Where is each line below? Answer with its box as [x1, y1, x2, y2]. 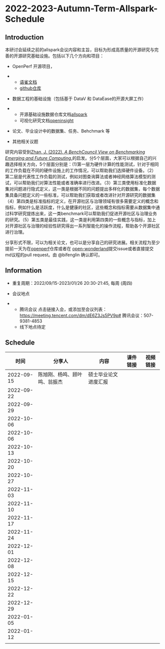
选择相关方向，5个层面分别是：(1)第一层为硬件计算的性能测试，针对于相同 [9, 161, 159, 167]
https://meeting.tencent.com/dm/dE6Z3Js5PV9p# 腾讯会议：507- [19, 312, 154, 318]
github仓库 [19, 85, 42, 91]
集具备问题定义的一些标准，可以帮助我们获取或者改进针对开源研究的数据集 [5, 192, 156, 198]
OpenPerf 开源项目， [12, 64, 55, 69]
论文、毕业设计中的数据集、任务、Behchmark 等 [12, 128, 110, 134]
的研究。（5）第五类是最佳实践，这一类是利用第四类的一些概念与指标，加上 [5, 217, 156, 222]
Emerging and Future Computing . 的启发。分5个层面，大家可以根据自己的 [5, 155, 152, 161]
